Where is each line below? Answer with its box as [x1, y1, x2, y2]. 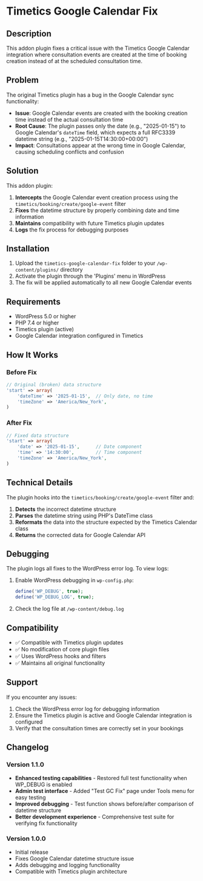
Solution [6, 166, 39, 176]
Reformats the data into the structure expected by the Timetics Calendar [15, 518, 198, 526]
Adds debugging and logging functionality [15, 861, 121, 868]
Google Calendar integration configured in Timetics [15, 332, 144, 340]
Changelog [6, 742, 49, 753]
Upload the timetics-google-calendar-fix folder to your [15, 259, 156, 267]
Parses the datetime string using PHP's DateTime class [15, 512, 153, 519]
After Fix [6, 419, 32, 427]
